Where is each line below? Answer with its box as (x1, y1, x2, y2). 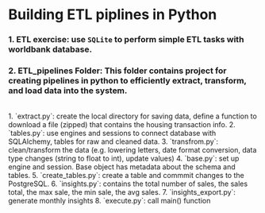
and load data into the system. (8, 85, 128, 96)
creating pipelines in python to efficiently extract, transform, (8, 76, 248, 87)
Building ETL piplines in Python (8, 6, 217, 24)
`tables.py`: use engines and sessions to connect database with (8, 129, 217, 138)
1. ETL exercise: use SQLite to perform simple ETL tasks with (8, 34, 244, 45)
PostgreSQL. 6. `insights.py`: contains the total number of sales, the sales (8, 179, 248, 188)
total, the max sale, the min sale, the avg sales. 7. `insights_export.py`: (8, 188, 236, 197)
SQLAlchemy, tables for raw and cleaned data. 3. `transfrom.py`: (8, 137, 219, 146)
